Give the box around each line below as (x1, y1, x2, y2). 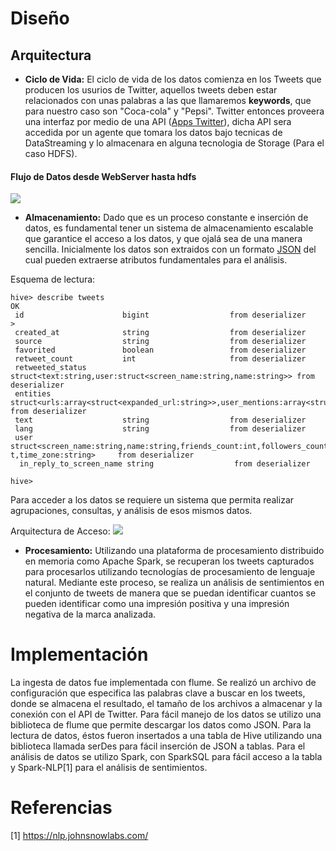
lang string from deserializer (14, 424, 307, 434)
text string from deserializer (14, 415, 307, 426)
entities (14, 389, 52, 399)
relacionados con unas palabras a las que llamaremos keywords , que (24, 95, 312, 106)
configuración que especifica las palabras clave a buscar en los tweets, (10, 687, 306, 699)
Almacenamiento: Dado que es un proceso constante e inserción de (24, 212, 309, 224)
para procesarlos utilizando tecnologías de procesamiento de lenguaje (24, 566, 316, 578)
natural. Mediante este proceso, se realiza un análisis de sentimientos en (24, 577, 325, 589)
